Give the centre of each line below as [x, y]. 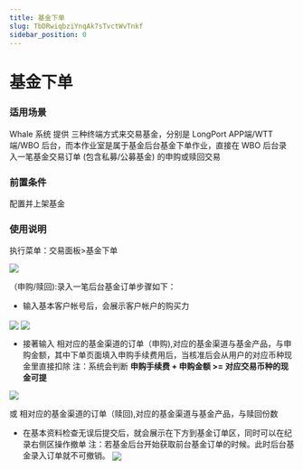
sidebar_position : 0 [48, 34]
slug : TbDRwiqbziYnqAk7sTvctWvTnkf [76, 26]
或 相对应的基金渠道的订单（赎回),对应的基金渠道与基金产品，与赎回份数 [144, 413]
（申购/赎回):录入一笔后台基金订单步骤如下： [93, 287]
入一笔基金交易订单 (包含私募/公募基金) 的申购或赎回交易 [115, 156]
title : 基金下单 [37, 18]
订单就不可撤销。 [78, 455]
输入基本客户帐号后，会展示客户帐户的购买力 [106, 306]
